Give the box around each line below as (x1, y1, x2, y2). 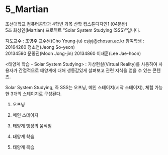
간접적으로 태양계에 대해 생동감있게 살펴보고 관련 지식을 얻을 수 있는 (18, 67, 152, 73)
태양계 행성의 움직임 (12, 122, 52, 129)
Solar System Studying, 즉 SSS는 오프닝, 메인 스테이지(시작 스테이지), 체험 (5, 84, 154, 90)
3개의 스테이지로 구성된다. (10, 91, 62, 97)
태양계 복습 (12, 144, 35, 150)
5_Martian (5, 4, 49, 15)
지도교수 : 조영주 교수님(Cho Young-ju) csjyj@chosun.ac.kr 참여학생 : (5, 38, 145, 44)
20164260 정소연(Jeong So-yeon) (5, 44, 75, 50)
